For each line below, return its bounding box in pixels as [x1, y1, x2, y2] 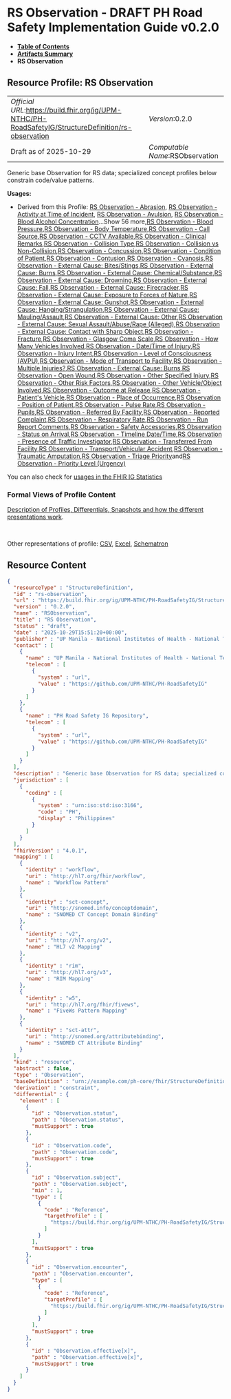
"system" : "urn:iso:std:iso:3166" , [37, 802, 143, 809]
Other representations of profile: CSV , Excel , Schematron [7, 539, 168, 548]
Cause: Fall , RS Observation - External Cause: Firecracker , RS [16, 283, 188, 291]
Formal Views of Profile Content [7, 490, 116, 499]
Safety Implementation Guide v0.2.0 [7, 19, 220, 35]
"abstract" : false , [13, 1065, 72, 1072]
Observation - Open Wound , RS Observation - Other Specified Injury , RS [16, 371, 219, 379]
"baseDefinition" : [13, 1078, 69, 1085]
